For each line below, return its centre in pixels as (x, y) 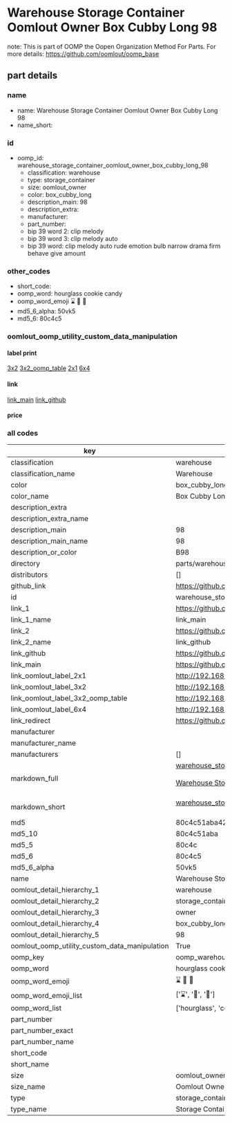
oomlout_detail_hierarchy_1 (55, 890)
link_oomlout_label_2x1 (49, 676)
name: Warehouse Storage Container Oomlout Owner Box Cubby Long (117, 110)
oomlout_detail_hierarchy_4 (55, 923)
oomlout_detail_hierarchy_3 (55, 912)
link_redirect (31, 721)
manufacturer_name (43, 743)
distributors (29, 575)
